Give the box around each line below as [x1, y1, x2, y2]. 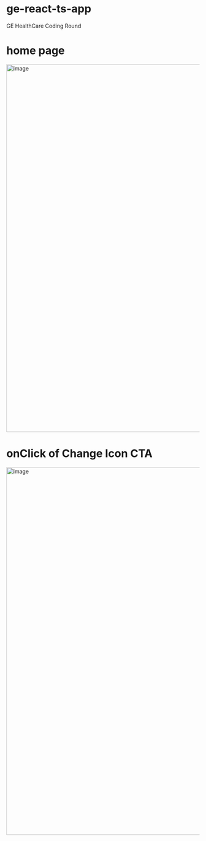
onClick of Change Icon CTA [6, 447, 153, 461]
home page [6, 44, 66, 58]
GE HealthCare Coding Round [6, 22, 82, 29]
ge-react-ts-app [6, 2, 92, 16]
